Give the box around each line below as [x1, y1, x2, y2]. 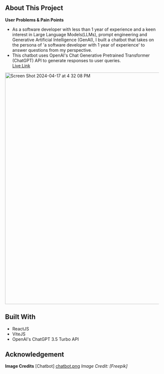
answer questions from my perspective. [12, 47, 92, 53]
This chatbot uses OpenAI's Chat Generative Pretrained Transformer [12, 52, 150, 58]
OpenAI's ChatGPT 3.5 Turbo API [12, 336, 79, 342]
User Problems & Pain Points [5, 17, 64, 22]
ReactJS [12, 326, 29, 331]
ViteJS [12, 331, 26, 337]
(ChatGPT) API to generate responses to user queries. [12, 57, 121, 63]
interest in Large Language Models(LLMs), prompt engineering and [12, 31, 147, 37]
